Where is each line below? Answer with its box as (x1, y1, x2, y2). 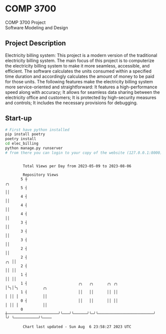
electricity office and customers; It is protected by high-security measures (5, 94, 157, 100)
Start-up (5, 114, 32, 123)
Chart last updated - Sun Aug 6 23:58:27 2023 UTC (23, 324, 132, 329)
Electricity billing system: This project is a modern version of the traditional (5, 52, 157, 58)
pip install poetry (5, 132, 45, 137)
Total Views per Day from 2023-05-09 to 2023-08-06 (23, 163, 132, 169)
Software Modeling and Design (5, 24, 68, 30)
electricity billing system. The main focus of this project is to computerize (5, 58, 155, 64)
